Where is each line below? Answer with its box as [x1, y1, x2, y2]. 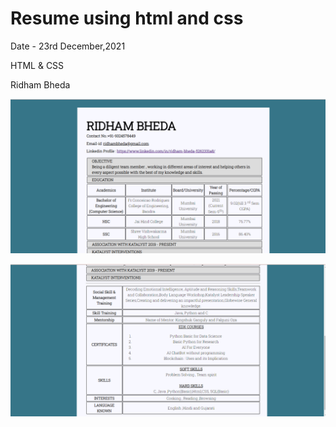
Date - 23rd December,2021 [10, 40, 126, 52]
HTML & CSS [10, 59, 65, 71]
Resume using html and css [10, 7, 244, 30]
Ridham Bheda [10, 78, 71, 91]
